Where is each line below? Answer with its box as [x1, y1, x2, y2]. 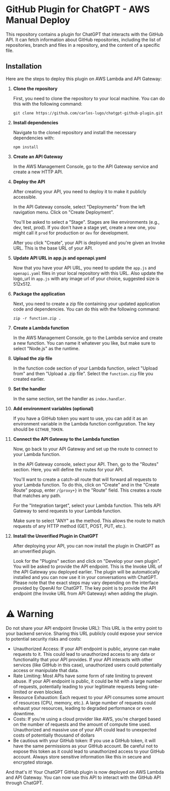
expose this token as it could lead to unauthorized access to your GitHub [13, 748, 165, 754]
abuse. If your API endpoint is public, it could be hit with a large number [13, 678, 162, 684]
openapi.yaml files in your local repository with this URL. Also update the [13, 270, 164, 276]
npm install [13, 144, 38, 149]
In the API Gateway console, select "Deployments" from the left [13, 203, 146, 209]
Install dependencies [13, 119, 59, 126]
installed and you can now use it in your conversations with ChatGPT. [13, 574, 158, 580]
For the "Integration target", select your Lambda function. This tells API [13, 502, 161, 508]
